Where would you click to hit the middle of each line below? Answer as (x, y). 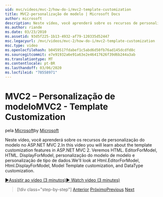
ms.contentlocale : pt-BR (30, 63)
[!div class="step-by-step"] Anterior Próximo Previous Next (76, 189)
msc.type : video (21, 45)
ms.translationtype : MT (29, 59)
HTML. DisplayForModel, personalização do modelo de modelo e (70, 155)
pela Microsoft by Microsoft (32, 130)
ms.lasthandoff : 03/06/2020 (33, 68)
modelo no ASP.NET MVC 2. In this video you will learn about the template (79, 145)
